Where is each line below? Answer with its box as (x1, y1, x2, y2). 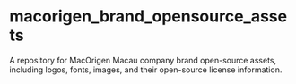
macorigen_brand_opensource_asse (9, 6, 288, 27)
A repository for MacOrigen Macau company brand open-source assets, (9, 55, 277, 65)
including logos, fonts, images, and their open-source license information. (9, 64, 283, 75)
